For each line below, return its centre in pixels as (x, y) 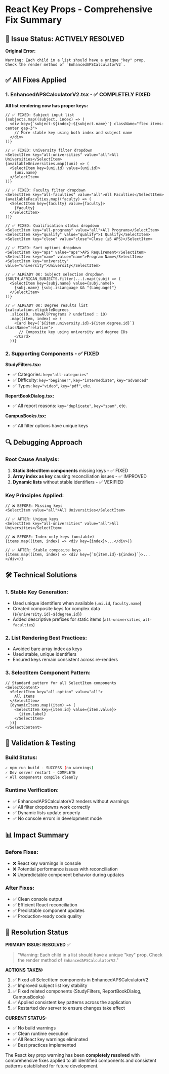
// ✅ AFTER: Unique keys (32, 519)
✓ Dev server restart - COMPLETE (40, 772)
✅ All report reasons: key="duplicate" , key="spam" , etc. (70, 406)
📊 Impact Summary (37, 835)
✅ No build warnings (34, 1028)
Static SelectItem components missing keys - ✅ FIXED (70, 470)
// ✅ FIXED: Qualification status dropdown (52, 226)
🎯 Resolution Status (37, 932)
